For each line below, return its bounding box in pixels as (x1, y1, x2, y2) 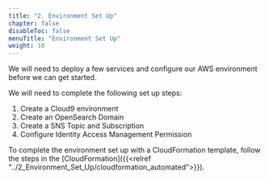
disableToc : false (8, 27, 70, 35)
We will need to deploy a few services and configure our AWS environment (8, 64, 258, 73)
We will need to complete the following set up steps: (8, 88, 183, 98)
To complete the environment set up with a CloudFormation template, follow (8, 145, 261, 155)
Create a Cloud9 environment (19, 104, 119, 114)
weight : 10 (8, 42, 45, 50)
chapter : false (8, 19, 60, 27)
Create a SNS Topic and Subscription (19, 121, 145, 131)
